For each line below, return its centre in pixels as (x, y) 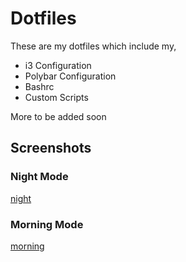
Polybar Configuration (70, 76)
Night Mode (39, 177)
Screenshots (51, 148)
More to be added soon (58, 116)
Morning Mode (47, 224)
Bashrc (39, 86)
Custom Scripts (56, 97)
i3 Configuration (58, 65)
